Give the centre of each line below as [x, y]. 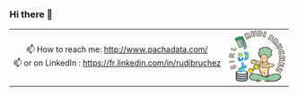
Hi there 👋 [31, 14]
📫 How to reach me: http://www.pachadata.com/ [117, 49]
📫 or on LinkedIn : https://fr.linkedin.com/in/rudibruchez [117, 63]
